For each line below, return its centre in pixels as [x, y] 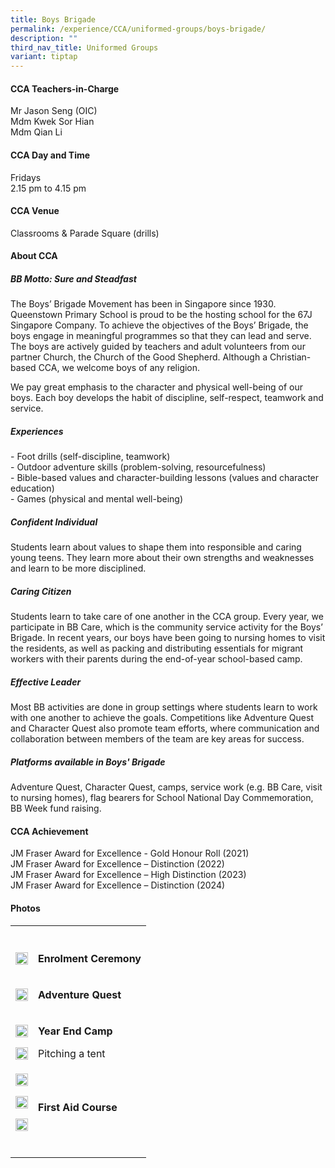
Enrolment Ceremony [90, 958]
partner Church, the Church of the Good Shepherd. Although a [139, 357]
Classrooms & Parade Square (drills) [85, 233]
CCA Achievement [49, 831]
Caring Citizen [41, 591]
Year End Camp [75, 1031]
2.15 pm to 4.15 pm [48, 188]
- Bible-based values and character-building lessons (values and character [165, 478]
